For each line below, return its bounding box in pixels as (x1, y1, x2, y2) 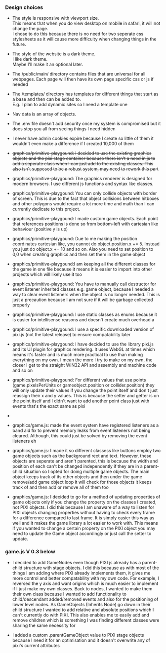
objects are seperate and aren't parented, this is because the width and (12, 458, 158, 464)
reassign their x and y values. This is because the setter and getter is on (12, 393, 159, 399)
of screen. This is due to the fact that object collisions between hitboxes (12, 195, 159, 201)
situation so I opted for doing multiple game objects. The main (23, 468, 150, 475)
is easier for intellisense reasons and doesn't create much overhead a (12, 317, 155, 323)
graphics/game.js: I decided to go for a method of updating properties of (12, 494, 161, 500)
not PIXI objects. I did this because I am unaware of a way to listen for (12, 504, 155, 510)
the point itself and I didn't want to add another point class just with (12, 398, 150, 404)
